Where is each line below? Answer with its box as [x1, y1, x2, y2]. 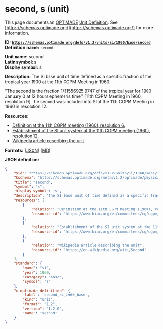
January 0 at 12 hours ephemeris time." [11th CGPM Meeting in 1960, [5, 93, 142, 99]
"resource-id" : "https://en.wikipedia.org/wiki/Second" [31, 247, 147, 252]
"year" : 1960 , [22, 270, 51, 275]
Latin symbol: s [5, 59, 37, 65]
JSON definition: [5, 156, 40, 162]
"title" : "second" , [14, 180, 53, 185]
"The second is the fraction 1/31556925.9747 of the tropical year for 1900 [5, 88, 152, 94]
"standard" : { [14, 261, 42, 266]
